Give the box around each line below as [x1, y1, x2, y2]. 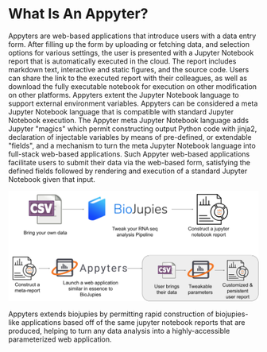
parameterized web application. [8, 335, 113, 344]
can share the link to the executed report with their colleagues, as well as [8, 73, 248, 83]
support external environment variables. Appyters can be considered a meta [8, 99, 258, 108]
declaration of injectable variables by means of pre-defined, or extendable [8, 132, 252, 141]
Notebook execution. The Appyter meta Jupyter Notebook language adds [8, 115, 249, 125]
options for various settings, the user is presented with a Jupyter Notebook [8, 48, 254, 57]
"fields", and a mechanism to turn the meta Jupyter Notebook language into [8, 141, 256, 150]
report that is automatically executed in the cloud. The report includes [8, 56, 237, 66]
